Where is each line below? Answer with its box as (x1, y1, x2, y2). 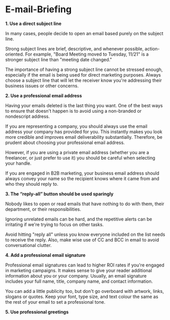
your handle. (5, 160, 32, 166)
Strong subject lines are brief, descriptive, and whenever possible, (5, 45, 144, 52)
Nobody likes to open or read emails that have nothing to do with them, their (5, 201, 164, 207)
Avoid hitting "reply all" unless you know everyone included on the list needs (5, 231, 165, 237)
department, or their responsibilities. (5, 206, 81, 212)
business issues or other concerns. (5, 83, 79, 89)
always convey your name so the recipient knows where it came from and (5, 175, 160, 182)
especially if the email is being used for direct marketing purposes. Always (5, 71, 161, 78)
